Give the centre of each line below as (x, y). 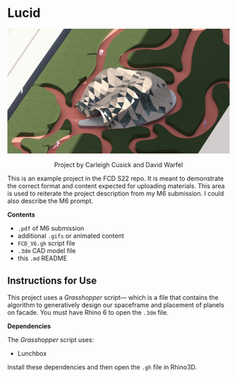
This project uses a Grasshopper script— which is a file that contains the (113, 298)
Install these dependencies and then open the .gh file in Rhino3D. (102, 367)
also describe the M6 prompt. (50, 201)
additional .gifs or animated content (71, 236)
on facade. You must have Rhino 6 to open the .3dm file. (88, 312)
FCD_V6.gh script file (46, 243)
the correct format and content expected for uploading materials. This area (116, 186)
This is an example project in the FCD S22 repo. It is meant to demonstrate (116, 178)
